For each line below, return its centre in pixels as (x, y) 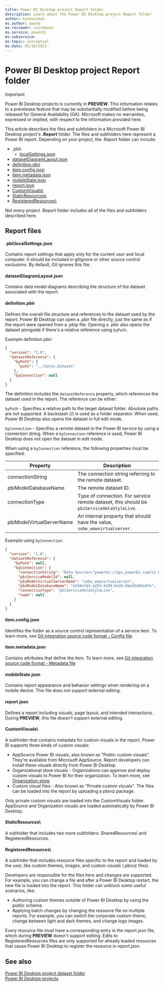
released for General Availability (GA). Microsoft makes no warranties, (75, 114)
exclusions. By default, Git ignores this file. (48, 265)
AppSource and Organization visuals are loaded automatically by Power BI (80, 806)
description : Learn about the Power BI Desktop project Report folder (78, 14)
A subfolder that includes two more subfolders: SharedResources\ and (76, 833)
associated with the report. (32, 292)
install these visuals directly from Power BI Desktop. (64, 765)
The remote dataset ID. (104, 488)
